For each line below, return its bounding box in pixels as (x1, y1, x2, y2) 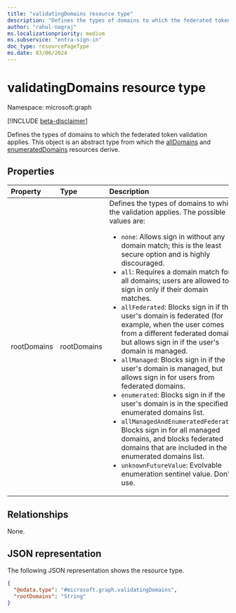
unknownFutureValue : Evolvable (121, 460, 223, 470)
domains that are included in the (121, 442, 228, 452)
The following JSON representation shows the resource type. (7, 567, 185, 575)
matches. (121, 293, 152, 303)
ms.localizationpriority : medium (7, 30, 105, 37)
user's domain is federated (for (121, 311, 223, 321)
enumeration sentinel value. (121, 469, 213, 479)
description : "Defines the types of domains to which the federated (7, 17, 212, 24)
